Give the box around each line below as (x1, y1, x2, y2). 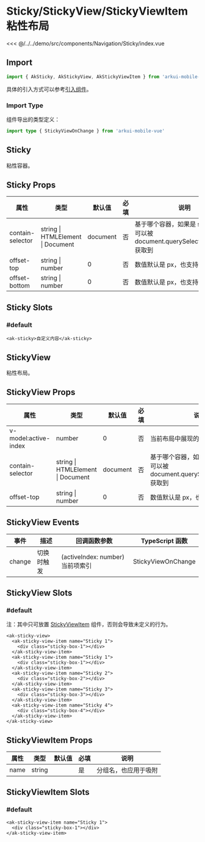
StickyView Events (6, 517, 79, 528)
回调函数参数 (75, 536, 113, 545)
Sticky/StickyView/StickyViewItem (6, 4, 188, 18)
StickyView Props (6, 387, 76, 397)
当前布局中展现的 (150, 434, 200, 443)
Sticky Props (6, 180, 56, 190)
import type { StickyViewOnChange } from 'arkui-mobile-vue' (6, 128, 165, 134)
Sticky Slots (6, 302, 53, 313)
